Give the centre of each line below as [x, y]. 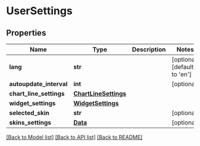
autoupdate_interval [38, 84]
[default [183, 67]
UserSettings [39, 11]
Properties [26, 33]
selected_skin [29, 113]
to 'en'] [182, 74]
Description [149, 50]
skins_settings [30, 123]
